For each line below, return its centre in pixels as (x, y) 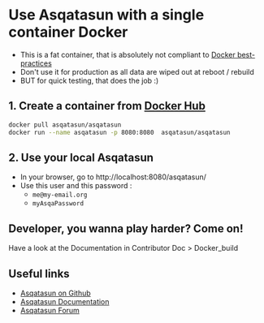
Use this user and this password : (76, 186)
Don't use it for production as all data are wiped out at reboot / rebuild (137, 71)
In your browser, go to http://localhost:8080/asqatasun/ (113, 177)
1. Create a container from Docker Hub (107, 106)
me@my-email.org (60, 195)
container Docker (68, 32)
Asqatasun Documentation (65, 301)
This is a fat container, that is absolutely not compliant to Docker (128, 54)
